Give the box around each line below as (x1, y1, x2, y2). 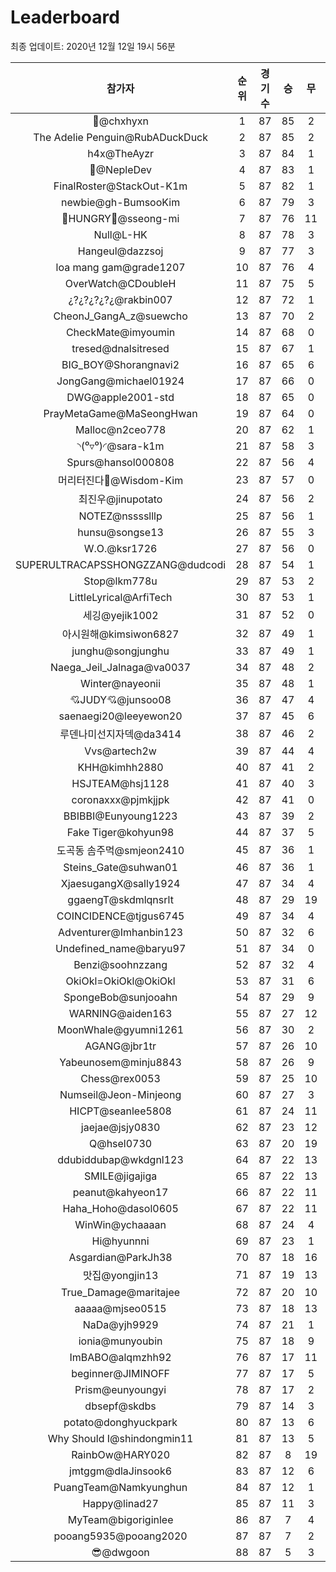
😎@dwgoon (91, 1545, 150, 1559)
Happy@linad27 (82, 1496, 159, 1510)
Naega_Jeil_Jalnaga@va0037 (50, 660, 192, 674)
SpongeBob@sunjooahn (63, 990, 178, 1004)
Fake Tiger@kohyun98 (66, 825, 175, 839)
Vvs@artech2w (84, 744, 157, 758)
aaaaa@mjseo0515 (74, 1301, 167, 1315)
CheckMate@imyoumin (65, 325, 176, 339)
